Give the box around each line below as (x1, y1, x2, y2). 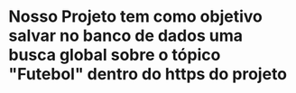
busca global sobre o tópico (8, 45, 221, 65)
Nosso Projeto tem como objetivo (8, 6, 263, 27)
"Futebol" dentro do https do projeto (8, 64, 288, 85)
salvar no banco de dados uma (8, 25, 243, 46)
